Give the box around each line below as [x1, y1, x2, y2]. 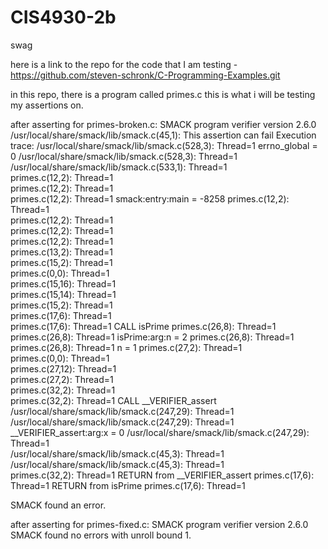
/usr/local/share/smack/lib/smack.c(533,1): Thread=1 [10, 161, 228, 173]
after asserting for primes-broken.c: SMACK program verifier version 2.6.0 [10, 118, 317, 130]
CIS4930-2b [10, 6, 117, 29]
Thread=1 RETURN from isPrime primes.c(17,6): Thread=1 [10, 479, 246, 491]
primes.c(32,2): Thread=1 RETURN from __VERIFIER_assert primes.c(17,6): [10, 469, 315, 481]
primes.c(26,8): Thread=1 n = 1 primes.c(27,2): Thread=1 [10, 341, 243, 353]
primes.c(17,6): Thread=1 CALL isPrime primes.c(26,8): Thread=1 [10, 320, 277, 332]
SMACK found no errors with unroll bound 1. [10, 529, 192, 541]
